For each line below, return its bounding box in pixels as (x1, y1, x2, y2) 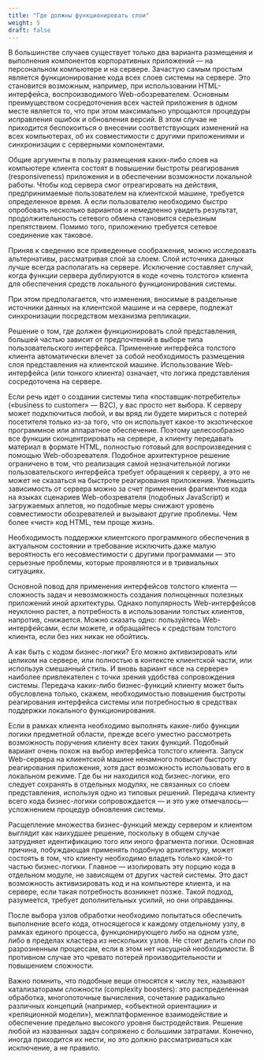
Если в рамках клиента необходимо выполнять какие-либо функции (8, 721, 240, 731)
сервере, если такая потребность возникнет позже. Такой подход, (8, 887, 234, 897)
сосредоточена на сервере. (8, 377, 102, 386)
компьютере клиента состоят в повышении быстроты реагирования (8, 163, 240, 173)
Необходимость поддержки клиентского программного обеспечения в (8, 533, 250, 542)
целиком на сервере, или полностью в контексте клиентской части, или (8, 656, 252, 665)
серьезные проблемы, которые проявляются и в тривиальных (8, 558, 219, 567)
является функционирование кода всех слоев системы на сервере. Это (8, 73, 251, 83)
